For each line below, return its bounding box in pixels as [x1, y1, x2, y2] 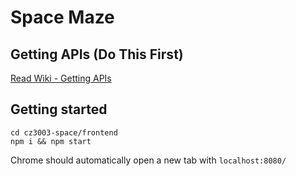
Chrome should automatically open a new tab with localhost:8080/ [10, 154, 287, 166]
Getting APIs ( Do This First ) [10, 46, 184, 63]
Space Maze [10, 6, 115, 29]
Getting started [10, 101, 108, 118]
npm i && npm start [10, 136, 92, 146]
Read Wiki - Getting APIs [10, 72, 112, 84]
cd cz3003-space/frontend [10, 127, 118, 138]
